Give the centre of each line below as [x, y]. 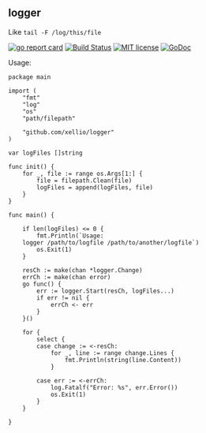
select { [51, 339]
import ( [22, 91]
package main [30, 77]
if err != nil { [63, 298]
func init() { [32, 166]
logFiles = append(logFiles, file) [95, 187]
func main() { [32, 215]
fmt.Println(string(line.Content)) [123, 360]
